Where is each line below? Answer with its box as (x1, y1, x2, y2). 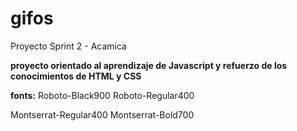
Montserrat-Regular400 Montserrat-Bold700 (10, 108, 195, 121)
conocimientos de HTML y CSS (10, 70, 142, 82)
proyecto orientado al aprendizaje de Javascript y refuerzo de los (10, 59, 288, 71)
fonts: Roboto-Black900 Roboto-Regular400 (10, 89, 195, 101)
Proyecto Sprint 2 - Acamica (10, 40, 127, 52)
